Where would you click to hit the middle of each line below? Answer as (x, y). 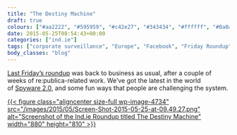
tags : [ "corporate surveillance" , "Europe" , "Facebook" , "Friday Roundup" (120, 46)
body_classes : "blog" (39, 53)
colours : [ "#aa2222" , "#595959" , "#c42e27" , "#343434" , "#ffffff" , (109, 27)
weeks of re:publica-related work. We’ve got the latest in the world (104, 80)
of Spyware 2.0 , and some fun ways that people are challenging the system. (118, 88)
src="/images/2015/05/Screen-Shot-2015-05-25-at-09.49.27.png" (104, 109)
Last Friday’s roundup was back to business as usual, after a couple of (109, 73)
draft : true (25, 20)
